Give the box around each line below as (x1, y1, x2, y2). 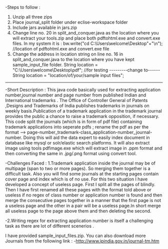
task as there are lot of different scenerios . (5, 223, 94, 229)
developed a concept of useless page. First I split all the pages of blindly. (5, 181, 156, 187)
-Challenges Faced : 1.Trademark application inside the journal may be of (5, 160, 156, 166)
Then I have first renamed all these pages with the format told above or (5, 187, 151, 192)
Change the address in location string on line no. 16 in (12, 51, 123, 57)
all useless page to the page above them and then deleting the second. (5, 208, 151, 214)
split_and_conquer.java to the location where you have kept (12, 56, 134, 62)
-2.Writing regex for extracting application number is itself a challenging (5, 217, 153, 223)
